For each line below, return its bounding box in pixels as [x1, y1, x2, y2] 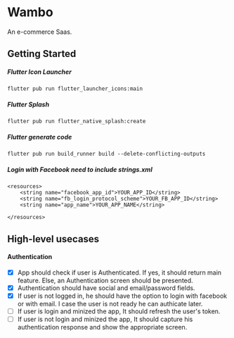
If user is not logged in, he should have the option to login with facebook [17, 292, 228, 300]
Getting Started [7, 48, 77, 60]
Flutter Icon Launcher [7, 68, 72, 76]
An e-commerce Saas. [7, 27, 72, 36]
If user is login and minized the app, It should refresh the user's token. [17, 307, 221, 315]
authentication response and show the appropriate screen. [17, 323, 188, 332]
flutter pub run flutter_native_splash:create [7, 118, 146, 125]
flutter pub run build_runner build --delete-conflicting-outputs [7, 151, 206, 158]
